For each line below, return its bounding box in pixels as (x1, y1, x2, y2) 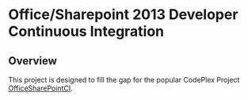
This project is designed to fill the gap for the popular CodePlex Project (8, 75, 240, 84)
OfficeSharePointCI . (8, 83, 73, 93)
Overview (8, 54, 58, 67)
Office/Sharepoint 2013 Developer (8, 6, 238, 24)
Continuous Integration (8, 22, 165, 40)
